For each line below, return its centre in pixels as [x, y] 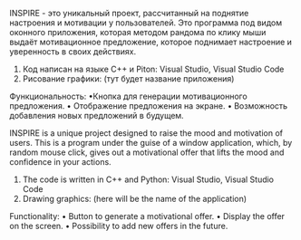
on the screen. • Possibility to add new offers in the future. [119, 226]
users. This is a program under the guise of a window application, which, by [151, 143]
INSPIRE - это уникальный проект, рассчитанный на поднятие [129, 13]
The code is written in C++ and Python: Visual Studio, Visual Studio [148, 179]
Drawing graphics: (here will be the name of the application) [135, 199]
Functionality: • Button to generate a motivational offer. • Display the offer [147, 216]
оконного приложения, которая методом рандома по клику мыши [138, 32]
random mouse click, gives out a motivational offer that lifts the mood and [147, 152]
